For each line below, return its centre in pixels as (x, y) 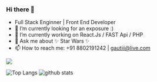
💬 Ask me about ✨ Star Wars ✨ (52, 41)
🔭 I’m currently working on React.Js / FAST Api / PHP (79, 35)
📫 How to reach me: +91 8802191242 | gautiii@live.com (83, 48)
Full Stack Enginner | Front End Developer (65, 22)
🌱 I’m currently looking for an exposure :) (64, 28)
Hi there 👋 (21, 9)
